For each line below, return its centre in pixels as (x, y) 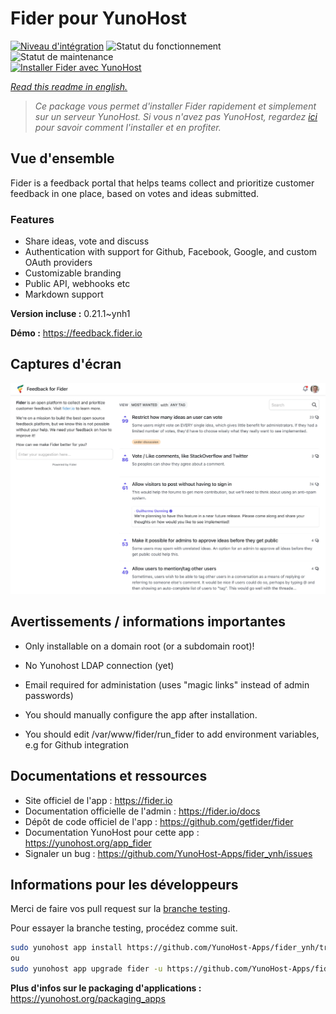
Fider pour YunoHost (99, 18)
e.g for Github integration (76, 744)
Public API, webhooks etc (77, 284)
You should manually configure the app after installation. (141, 714)
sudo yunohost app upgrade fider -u (86, 969)
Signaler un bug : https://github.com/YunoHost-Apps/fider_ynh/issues (168, 853)
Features (32, 219)
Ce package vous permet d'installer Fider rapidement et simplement (175, 106)
